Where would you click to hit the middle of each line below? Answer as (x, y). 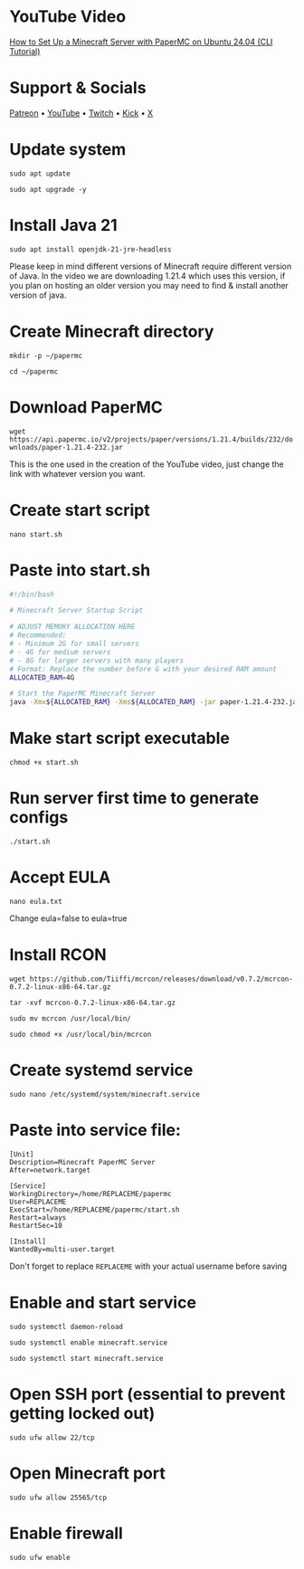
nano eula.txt (36, 901)
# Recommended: (38, 635)
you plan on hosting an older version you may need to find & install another (149, 285)
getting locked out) (82, 1413)
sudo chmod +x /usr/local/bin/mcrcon (81, 1034)
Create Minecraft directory (112, 331)
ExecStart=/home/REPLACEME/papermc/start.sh (95, 1210)
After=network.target (50, 1170)
